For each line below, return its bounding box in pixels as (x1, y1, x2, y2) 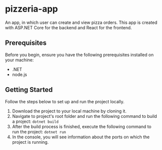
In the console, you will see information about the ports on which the (12, 134, 150, 140)
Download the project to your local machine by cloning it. (12, 108, 126, 114)
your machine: (5, 57, 34, 63)
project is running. (12, 139, 49, 145)
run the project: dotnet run (12, 129, 67, 134)
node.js (12, 72, 28, 77)
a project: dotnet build (12, 118, 59, 124)
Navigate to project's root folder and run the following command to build (12, 113, 157, 119)
